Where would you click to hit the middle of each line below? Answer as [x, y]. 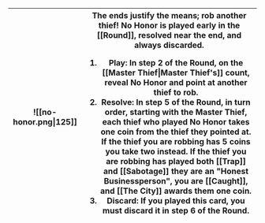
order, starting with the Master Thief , [176, 112]
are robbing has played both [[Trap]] [176, 161]
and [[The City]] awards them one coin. [176, 191]
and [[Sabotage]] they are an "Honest [176, 171]
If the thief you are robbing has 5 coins [176, 141]
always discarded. [169, 45]
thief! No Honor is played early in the [169, 25]
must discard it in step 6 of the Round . [176, 210]
